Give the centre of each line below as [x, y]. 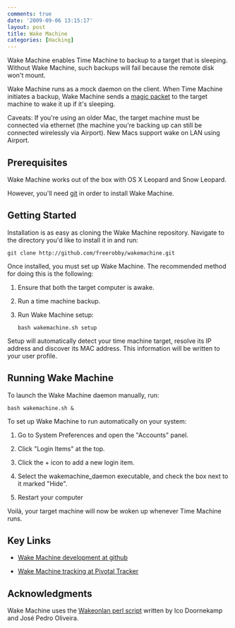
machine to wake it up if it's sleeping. [61, 104]
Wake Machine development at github [73, 558]
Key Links [29, 541]
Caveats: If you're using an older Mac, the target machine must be [103, 118]
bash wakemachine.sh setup [57, 327]
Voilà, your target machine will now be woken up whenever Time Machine [115, 511]
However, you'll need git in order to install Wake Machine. [91, 193]
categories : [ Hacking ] [41, 40]
